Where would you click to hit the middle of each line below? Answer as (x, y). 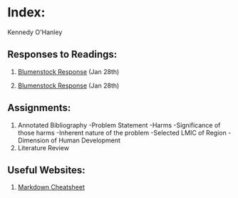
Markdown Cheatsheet (51, 187)
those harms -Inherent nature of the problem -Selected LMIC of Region (122, 132)
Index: (26, 12)
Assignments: (39, 108)
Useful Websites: (46, 170)
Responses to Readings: (62, 54)
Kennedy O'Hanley (35, 32)
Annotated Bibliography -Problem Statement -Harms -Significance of (119, 125)
